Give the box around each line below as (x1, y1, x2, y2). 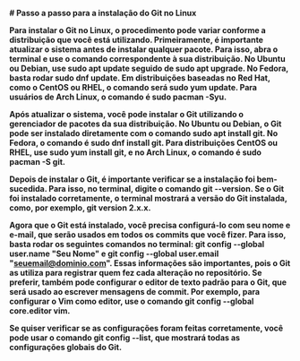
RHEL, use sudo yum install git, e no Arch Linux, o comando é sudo (9, 147, 262, 158)
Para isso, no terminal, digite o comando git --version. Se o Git (48, 184, 285, 193)
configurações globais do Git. (9, 342, 123, 352)
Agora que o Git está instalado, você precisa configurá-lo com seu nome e (9, 219, 291, 230)
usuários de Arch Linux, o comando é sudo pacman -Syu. (9, 91, 227, 102)
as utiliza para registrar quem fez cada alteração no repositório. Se (9, 268, 262, 278)
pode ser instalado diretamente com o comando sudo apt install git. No (9, 128, 279, 138)
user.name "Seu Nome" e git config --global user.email (9, 248, 219, 259)
